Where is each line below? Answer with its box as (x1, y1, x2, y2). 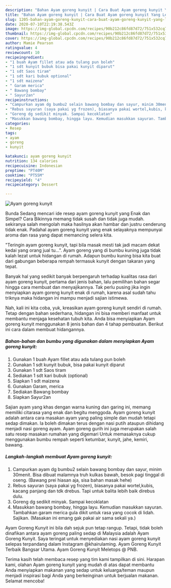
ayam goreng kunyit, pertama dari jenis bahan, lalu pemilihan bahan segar (5, 279, 160, 285)
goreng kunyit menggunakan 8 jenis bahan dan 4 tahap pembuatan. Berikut (5, 321, 164, 327)
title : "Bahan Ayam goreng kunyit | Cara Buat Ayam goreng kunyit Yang (5, 12, 160, 17)
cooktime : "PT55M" (5, 172, 44, 178)
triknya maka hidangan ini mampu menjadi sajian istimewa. (5, 295, 128, 301)
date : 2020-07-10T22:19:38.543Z (5, 21, 74, 27)
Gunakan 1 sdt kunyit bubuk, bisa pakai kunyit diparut (12, 362, 125, 368)
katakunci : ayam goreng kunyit (5, 154, 72, 159)
